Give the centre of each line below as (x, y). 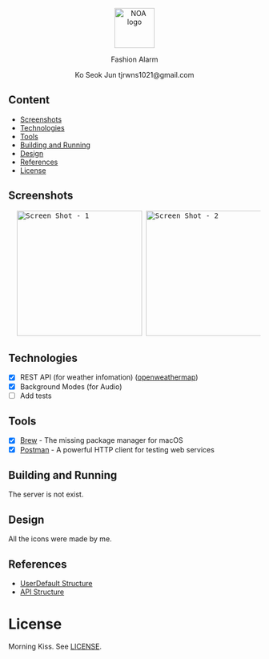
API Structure (42, 592)
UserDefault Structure (56, 583)
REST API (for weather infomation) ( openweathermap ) (109, 377)
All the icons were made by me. (60, 539)
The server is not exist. (46, 494)
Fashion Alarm (134, 59)
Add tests (36, 396)
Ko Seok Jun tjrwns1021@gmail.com (134, 75)
